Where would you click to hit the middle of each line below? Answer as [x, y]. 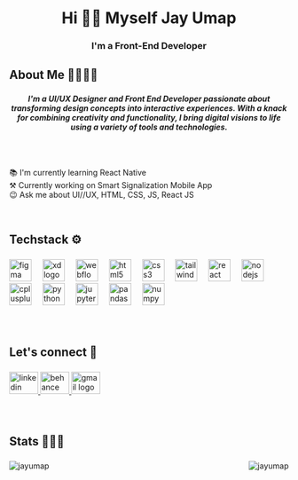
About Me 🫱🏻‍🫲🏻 [54, 75]
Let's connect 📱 [53, 353]
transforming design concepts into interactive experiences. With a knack [149, 108]
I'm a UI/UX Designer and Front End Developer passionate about [149, 99]
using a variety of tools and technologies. [149, 127]
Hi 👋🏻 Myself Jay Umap [149, 18]
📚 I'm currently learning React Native [78, 172]
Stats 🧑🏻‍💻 [37, 441]
